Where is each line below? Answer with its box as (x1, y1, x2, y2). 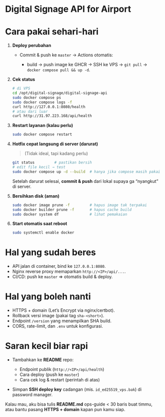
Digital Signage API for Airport (5, 3, 132, 15)
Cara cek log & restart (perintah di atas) (19, 377, 100, 383)
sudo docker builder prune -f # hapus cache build (12, 207, 132, 212)
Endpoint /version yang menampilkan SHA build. (12, 318, 112, 324)
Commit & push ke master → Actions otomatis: (19, 52, 113, 58)
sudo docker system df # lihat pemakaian (12, 211, 128, 217)
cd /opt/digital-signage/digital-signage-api (12, 90, 107, 95)
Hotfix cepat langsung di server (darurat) (12, 141, 99, 147)
